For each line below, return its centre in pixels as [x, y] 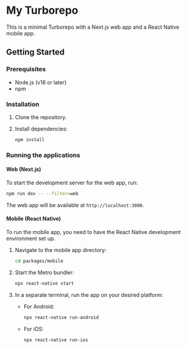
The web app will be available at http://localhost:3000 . [75, 205]
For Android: [39, 306]
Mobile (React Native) [34, 218]
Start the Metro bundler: [44, 272]
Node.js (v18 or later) [41, 82]
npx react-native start [44, 283]
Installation [23, 104]
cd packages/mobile [39, 261]
